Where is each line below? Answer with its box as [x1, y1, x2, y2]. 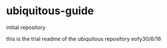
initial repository [6, 24, 46, 31]
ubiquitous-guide [6, 4, 94, 18]
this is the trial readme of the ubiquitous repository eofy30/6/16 [6, 35, 162, 42]
